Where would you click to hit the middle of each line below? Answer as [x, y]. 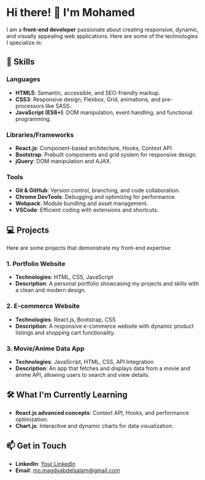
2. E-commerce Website [43, 306]
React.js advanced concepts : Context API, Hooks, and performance [102, 412]
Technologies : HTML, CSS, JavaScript [64, 277]
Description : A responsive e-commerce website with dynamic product [105, 326]
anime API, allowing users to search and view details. [83, 374]
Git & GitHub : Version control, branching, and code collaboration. [98, 190]
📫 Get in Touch [37, 446]
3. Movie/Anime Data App [45, 348]
